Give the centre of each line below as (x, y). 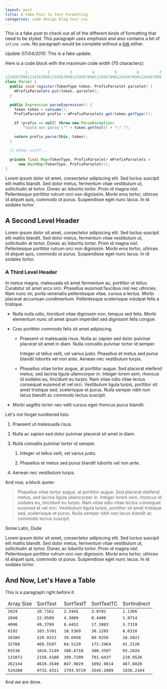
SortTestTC (105, 604)
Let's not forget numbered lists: (37, 414)
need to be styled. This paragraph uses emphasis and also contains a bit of (83, 38)
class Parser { (21, 82)
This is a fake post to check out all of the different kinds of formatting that (81, 33)
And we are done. (23, 682)
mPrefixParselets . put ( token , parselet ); (57, 91)
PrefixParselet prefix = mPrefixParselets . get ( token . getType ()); (83, 114)
